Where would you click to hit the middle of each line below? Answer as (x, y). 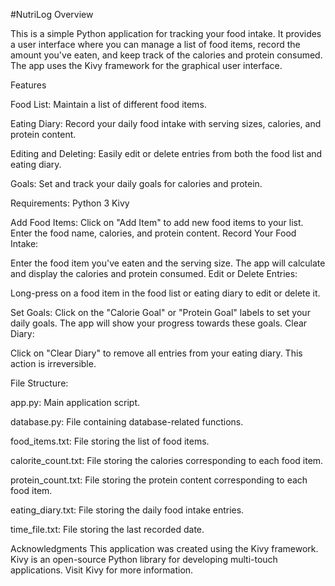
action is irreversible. (53, 363)
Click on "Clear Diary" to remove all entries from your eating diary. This (156, 353)
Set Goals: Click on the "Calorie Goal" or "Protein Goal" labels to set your (160, 312)
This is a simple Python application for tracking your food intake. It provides (166, 33)
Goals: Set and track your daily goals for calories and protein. (136, 183)
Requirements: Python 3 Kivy (70, 203)
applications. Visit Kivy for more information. (102, 570)
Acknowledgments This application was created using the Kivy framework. (164, 548)
